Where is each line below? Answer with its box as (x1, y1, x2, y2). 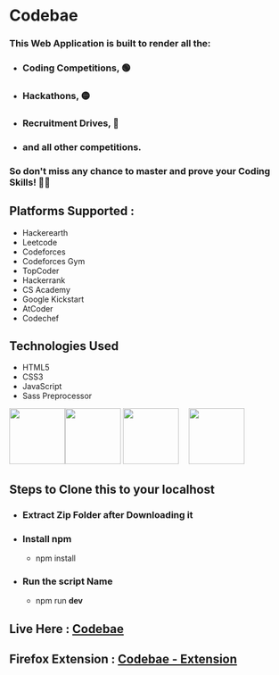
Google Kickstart (21, 294, 85, 304)
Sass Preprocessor (21, 390, 93, 402)
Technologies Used (9, 338, 119, 354)
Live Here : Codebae (9, 621, 125, 637)
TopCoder (21, 265, 60, 276)
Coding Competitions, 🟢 (21, 62, 131, 74)
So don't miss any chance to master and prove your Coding (9, 164, 271, 177)
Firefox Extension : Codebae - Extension (9, 652, 238, 667)
